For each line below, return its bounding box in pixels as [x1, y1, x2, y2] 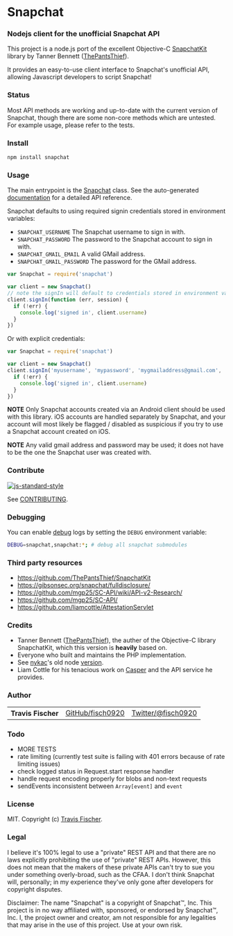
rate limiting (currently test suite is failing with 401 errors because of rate [17, 753, 225, 761]
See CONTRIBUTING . [7, 494, 68, 503]
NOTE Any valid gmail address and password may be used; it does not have [7, 441, 224, 449]
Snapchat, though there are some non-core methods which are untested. [7, 113, 216, 122]
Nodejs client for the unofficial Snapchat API [7, 29, 160, 39]
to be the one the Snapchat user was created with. [7, 449, 152, 457]
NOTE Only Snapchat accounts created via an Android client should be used [7, 406, 225, 414]
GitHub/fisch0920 [65, 708, 125, 717]
